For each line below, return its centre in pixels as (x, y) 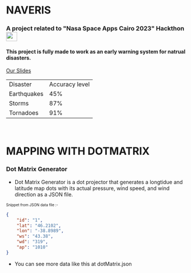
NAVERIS (29, 10)
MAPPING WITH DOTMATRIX (78, 151)
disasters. (18, 58)
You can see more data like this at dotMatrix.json (73, 264)
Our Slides (19, 71)
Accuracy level (70, 84)
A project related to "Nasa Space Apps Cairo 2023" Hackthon (95, 29)
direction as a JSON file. (44, 194)
